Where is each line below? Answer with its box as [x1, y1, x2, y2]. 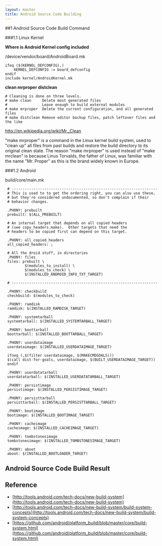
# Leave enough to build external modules [5, 102, 125, 107]
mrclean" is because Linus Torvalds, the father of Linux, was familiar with [5, 153, 152, 159]
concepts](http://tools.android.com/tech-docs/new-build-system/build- [12, 509, 156, 515]
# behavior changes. [7, 199, 49, 204]
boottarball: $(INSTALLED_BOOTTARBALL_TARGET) [7, 331, 104, 337]
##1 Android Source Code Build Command [5, 25, 90, 31]
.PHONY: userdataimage [7, 340, 54, 345]
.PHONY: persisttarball [7, 396, 55, 401]
